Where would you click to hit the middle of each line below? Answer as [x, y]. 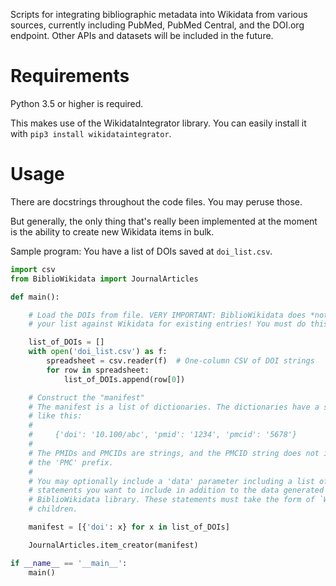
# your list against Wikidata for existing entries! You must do [167, 324]
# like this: [55, 416]
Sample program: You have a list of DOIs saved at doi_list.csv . [141, 251]
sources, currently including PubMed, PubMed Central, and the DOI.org [157, 25]
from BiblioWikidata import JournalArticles [104, 279]
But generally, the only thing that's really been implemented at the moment [164, 221]
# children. [53, 509]
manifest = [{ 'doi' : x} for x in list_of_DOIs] [129, 527]
